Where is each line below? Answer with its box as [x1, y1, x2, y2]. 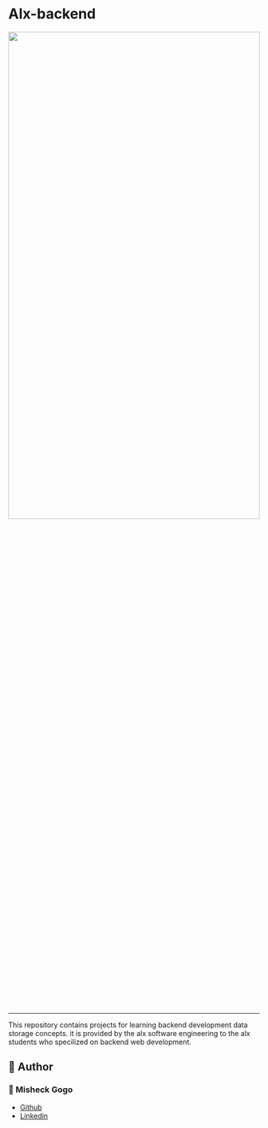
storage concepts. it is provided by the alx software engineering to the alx [8, 1028, 250, 1038]
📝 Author [8, 1060, 53, 1074]
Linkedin [19, 1110, 49, 1120]
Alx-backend [8, 5, 97, 23]
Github [19, 1102, 42, 1112]
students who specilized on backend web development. [8, 1037, 191, 1046]
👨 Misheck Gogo [8, 1084, 73, 1095]
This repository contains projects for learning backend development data [8, 1020, 249, 1030]
